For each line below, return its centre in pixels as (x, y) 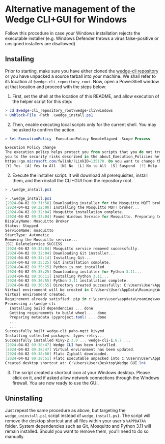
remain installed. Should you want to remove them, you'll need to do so (77, 431)
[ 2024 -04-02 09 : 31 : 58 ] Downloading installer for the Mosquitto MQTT (78, 203)
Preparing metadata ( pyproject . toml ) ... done (58, 317)
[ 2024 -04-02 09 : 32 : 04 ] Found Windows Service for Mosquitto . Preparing (80, 217)
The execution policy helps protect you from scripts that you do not (79, 152)
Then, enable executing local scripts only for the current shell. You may (84, 125)
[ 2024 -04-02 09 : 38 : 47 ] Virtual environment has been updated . (70, 349)
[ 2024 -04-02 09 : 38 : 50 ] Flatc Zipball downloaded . (57, 354)
